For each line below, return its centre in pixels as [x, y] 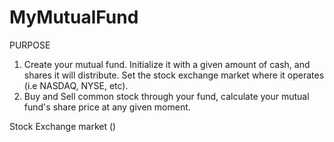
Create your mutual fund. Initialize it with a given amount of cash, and [167, 64]
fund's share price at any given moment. [107, 107]
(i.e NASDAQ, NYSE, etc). [76, 85]
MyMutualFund [74, 17]
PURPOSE [30, 45]
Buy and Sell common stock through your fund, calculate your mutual [166, 96]
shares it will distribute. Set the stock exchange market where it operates [174, 75]
